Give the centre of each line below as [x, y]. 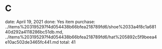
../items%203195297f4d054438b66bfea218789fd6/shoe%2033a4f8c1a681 [81, 26]
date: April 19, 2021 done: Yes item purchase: [50, 22]
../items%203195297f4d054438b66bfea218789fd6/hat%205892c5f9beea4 [81, 37]
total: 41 [68, 42]
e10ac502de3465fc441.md [32, 42]
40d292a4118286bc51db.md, [34, 32]
